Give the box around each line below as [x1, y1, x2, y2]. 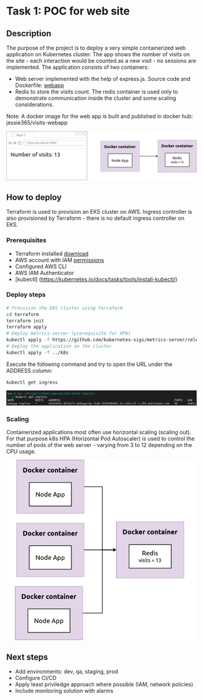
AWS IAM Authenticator [14, 269, 74, 276]
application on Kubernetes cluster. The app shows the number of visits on [6, 51, 190, 58]
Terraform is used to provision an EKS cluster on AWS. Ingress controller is [6, 208, 192, 216]
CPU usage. [6, 448, 36, 455]
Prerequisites [6, 236, 47, 245]
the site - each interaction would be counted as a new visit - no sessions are [6, 57, 196, 64]
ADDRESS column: [6, 367, 53, 374]
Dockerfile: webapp [14, 82, 65, 89]
